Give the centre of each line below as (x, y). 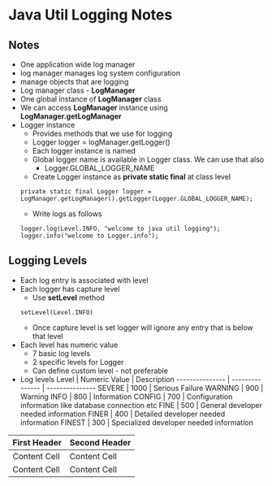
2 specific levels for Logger (78, 362)
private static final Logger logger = (86, 192)
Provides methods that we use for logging (102, 133)
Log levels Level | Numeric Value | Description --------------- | (125, 379)
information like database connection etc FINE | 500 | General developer (141, 405)
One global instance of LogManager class (91, 99)
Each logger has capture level (70, 289)
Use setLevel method (69, 297)
